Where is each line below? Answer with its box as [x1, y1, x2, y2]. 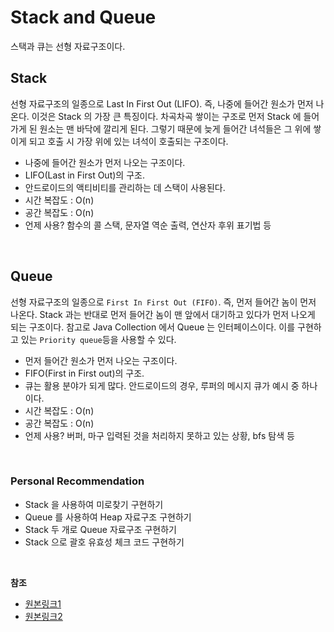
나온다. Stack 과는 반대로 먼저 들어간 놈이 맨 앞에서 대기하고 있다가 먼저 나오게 [10, 308, 316, 320]
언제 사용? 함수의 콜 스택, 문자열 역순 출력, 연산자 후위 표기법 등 [24, 219, 272, 231]
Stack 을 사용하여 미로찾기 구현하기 [24, 498, 164, 510]
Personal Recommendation [10, 474, 145, 488]
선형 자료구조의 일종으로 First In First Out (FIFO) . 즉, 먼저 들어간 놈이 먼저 [10, 296, 317, 308]
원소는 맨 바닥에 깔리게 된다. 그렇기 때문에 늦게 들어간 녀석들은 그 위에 [39, 122, 312, 135]
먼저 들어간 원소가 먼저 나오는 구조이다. [24, 354, 178, 366]
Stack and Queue [10, 6, 157, 29]
